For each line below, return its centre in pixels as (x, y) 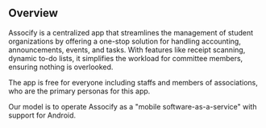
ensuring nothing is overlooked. (61, 67)
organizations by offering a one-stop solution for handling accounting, (125, 41)
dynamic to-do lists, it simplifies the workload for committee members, (126, 58)
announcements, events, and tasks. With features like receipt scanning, (127, 50)
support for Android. (42, 115)
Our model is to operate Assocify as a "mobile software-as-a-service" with (133, 106)
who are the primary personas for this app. (79, 91)
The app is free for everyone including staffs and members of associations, (133, 82)
